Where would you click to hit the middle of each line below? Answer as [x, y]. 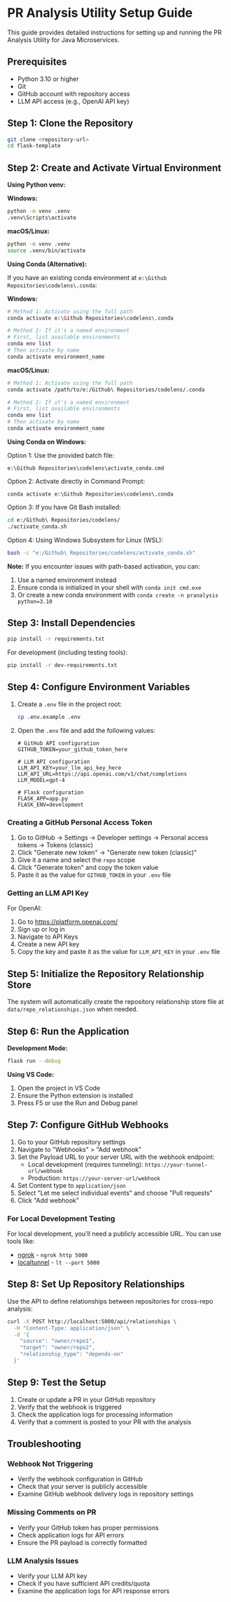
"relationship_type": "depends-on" [72, 1354]
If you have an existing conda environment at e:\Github [87, 277]
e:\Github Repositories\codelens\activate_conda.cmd [86, 468]
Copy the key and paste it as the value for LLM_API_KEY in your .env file [119, 952]
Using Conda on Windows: [47, 442]
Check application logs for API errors [71, 1535]
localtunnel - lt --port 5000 [58, 1262]
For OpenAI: [24, 908]
